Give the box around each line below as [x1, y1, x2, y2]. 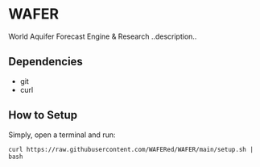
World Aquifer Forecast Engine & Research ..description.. [8, 31, 197, 41]
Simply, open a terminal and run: [8, 130, 116, 140]
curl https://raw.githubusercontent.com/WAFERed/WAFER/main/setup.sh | [8, 145, 254, 153]
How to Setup [8, 108, 78, 122]
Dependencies [8, 55, 83, 69]
